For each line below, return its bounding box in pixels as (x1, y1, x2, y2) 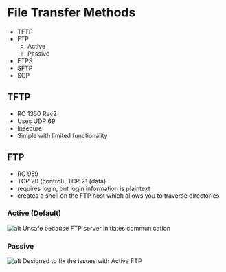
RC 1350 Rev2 (16, 109, 57, 117)
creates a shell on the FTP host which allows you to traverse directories (16, 191, 220, 200)
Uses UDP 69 (16, 117, 56, 125)
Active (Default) (7, 208, 62, 218)
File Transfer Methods (7, 5, 136, 21)
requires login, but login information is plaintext (16, 184, 151, 192)
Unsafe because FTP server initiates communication (22, 224, 170, 232)
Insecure (16, 124, 43, 132)
